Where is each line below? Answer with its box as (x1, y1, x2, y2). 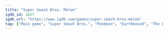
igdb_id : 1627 (5, 12, 35, 17)
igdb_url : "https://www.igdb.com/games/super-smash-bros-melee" (5, 16, 142, 21)
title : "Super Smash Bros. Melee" (5, 7, 77, 12)
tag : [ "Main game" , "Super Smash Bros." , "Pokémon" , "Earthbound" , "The (5, 21, 160, 26)
